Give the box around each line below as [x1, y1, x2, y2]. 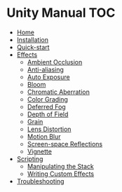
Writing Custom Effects [27, 170, 95, 178]
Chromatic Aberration [27, 88, 90, 96]
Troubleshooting [16, 177, 65, 185]
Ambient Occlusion [27, 57, 83, 66]
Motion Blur [27, 132, 61, 141]
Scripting [16, 154, 43, 163]
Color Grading [27, 95, 68, 103]
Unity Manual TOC [6, 5, 116, 21]
